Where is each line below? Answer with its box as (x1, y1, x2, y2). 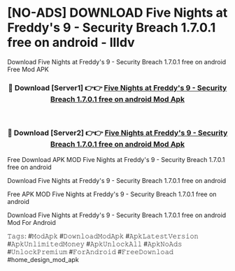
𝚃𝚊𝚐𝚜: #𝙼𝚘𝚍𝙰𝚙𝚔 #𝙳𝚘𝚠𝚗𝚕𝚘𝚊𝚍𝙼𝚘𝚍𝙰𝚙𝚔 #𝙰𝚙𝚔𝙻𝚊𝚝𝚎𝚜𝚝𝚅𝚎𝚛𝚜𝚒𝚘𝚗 (7, 232, 199, 240)
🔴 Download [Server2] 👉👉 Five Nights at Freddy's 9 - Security (7, 128, 228, 138)
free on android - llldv (7, 35, 135, 50)
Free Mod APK (7, 65, 49, 73)
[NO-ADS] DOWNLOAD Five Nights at (7, 5, 228, 21)
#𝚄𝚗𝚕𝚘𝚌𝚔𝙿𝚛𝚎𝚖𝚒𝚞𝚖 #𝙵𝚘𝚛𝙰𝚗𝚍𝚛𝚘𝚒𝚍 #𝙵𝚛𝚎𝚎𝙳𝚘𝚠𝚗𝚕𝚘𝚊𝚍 (7, 247, 173, 256)
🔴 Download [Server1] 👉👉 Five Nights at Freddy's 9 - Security (8, 82, 227, 92)
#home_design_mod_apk (7, 255, 79, 263)
